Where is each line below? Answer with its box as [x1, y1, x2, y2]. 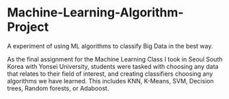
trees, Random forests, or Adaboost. [7, 84, 109, 92]
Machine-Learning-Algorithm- [7, 5, 184, 20]
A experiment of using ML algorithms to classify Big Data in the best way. [7, 42, 213, 50]
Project [7, 19, 49, 35]
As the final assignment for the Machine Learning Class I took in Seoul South [7, 55, 223, 63]
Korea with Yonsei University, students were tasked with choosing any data [7, 62, 219, 70]
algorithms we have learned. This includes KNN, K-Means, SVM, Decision [7, 76, 214, 85]
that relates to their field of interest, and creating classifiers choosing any [7, 70, 213, 78]
